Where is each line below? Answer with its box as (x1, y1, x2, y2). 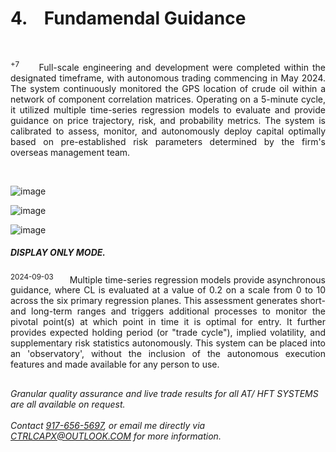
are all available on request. (10, 398, 126, 410)
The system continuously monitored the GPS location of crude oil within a (10, 82, 326, 94)
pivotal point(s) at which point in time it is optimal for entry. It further (10, 316, 326, 328)
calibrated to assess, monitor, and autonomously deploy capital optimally (10, 125, 326, 137)
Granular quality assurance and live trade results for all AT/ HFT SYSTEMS (10, 387, 319, 399)
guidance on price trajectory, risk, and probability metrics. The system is (10, 114, 326, 126)
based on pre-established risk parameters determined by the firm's (10, 135, 326, 147)
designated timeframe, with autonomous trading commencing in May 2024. (10, 72, 326, 84)
